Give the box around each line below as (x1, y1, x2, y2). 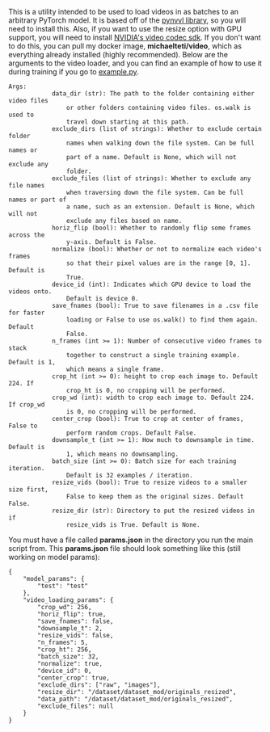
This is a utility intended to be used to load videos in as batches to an (8, 7, 239, 16)
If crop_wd (8, 401, 45, 409)
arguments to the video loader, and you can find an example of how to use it (8, 58, 263, 68)
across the (8, 231, 45, 239)
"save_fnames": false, (37, 617, 114, 625)
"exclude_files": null (37, 702, 114, 710)
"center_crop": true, (37, 674, 111, 682)
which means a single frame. (65, 365, 164, 373)
